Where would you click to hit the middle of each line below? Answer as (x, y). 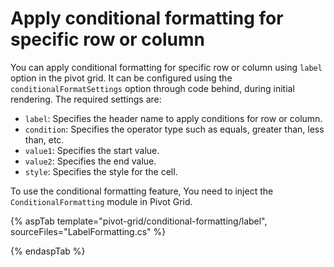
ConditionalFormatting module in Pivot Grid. (101, 201)
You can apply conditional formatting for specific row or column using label (166, 67)
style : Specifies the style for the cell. (101, 171)
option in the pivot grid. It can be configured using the (121, 78)
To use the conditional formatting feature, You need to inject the (142, 191)
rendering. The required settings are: (86, 99)
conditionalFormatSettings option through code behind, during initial (152, 88)
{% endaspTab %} (48, 251)
